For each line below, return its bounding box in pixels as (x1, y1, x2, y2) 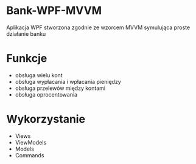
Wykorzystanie (6, 112, 86, 126)
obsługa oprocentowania (15, 91, 78, 98)
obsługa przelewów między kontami (15, 84, 105, 92)
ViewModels (15, 138, 47, 146)
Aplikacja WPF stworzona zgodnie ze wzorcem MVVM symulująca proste (6, 24, 191, 31)
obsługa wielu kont (15, 71, 63, 79)
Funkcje (6, 52, 47, 66)
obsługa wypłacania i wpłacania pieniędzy (15, 78, 122, 85)
